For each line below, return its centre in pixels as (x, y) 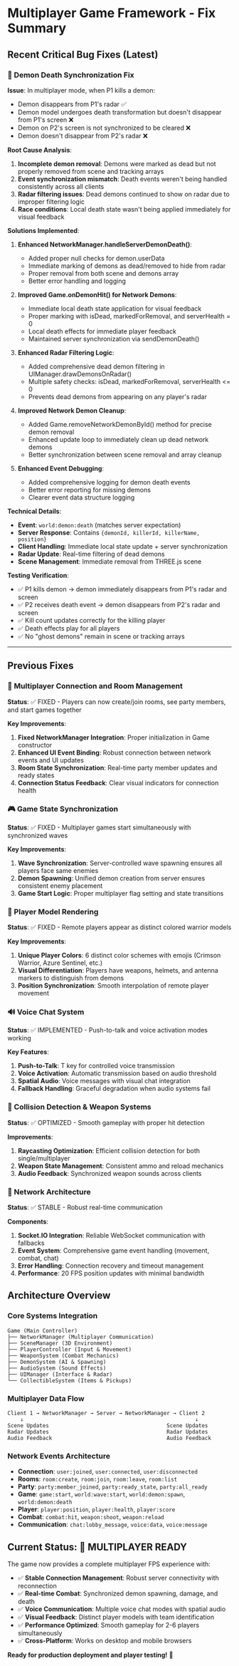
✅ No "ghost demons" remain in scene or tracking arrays (101, 636)
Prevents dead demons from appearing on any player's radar (118, 396)
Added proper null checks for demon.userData (96, 258)
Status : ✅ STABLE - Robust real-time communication (85, 1207)
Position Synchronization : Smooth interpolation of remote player (113, 985)
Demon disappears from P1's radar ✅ (72, 104)
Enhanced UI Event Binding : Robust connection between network (114, 752)
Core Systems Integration (53, 1316)
